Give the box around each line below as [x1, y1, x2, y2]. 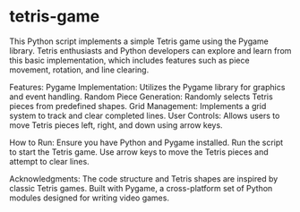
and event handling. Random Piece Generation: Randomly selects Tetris [9, 91, 273, 102]
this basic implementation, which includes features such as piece [9, 55, 250, 65]
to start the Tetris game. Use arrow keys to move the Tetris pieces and [9, 146, 269, 157]
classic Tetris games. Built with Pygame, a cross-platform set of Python [9, 182, 273, 193]
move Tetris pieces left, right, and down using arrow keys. [9, 119, 223, 131]
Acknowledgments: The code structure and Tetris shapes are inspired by [9, 173, 279, 184]
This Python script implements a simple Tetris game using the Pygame [9, 36, 269, 47]
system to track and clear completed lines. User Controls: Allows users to [9, 110, 280, 121]
